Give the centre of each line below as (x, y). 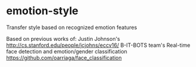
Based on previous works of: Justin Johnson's (63, 39)
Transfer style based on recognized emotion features (72, 27)
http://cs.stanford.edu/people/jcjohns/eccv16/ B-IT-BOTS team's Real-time (98, 45)
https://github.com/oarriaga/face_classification (64, 58)
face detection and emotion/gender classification (67, 51)
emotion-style (42, 11)
